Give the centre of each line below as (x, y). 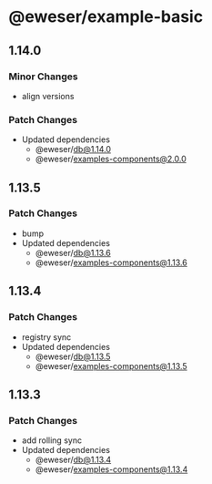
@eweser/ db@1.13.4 (73, 460)
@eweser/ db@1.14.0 (73, 149)
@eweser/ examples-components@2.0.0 (111, 159)
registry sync (46, 337)
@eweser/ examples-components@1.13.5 (111, 366)
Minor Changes (43, 77)
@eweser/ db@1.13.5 (73, 356)
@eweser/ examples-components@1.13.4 (111, 469)
